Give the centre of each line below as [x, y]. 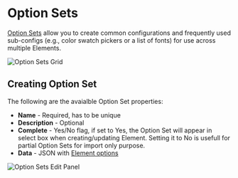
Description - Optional [51, 122]
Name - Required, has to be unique [69, 115]
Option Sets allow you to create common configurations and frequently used [119, 33]
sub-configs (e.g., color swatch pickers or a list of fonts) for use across [112, 40]
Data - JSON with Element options [68, 153]
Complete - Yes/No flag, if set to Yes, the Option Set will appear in [115, 130]
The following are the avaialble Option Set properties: [85, 101]
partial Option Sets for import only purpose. [81, 145]
